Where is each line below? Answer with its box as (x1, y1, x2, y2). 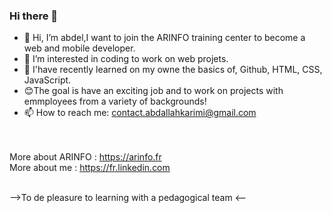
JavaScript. (23, 74, 72, 86)
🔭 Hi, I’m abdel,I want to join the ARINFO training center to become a (23, 32, 306, 44)
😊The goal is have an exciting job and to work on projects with (23, 85, 284, 97)
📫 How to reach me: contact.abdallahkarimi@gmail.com (23, 107, 257, 119)
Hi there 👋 (9, 9, 59, 23)
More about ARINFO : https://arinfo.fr (9, 151, 162, 163)
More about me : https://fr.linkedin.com (9, 162, 171, 174)
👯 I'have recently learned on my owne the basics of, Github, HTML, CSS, (23, 64, 323, 76)
